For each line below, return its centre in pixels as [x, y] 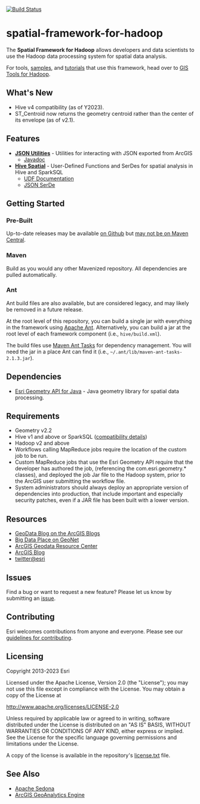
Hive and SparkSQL [39, 172]
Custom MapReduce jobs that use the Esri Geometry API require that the [104, 462]
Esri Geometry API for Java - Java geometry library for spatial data [97, 391]
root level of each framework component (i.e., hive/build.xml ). [84, 334]
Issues [19, 577]
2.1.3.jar [19, 358]
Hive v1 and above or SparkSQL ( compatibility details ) [81, 437]
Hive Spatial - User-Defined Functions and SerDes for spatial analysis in [104, 166]
